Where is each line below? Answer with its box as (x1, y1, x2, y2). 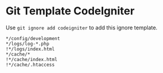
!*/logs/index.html (5, 46, 55, 52)
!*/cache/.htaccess (5, 62, 55, 68)
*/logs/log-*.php (5, 41, 50, 47)
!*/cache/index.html (5, 56, 58, 62)
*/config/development (5, 35, 61, 41)
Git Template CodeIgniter (5, 4, 135, 18)
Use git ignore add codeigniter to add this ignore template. (5, 24, 158, 31)
